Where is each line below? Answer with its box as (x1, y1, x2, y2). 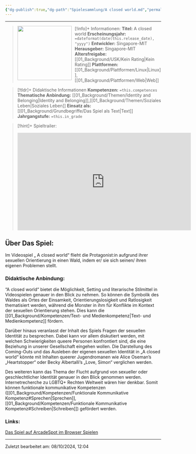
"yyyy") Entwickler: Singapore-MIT (74, 40, 147, 46)
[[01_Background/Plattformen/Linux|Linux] (74, 66, 161, 72)
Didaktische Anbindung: (5, 275, 65, 282)
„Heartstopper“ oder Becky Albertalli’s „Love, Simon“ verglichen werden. (5, 359, 153, 365)
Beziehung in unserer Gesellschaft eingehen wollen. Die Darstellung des (5, 343, 152, 349)
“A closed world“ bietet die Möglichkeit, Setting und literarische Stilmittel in (5, 286, 157, 292)
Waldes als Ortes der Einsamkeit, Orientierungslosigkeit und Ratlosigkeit (5, 297, 152, 303)
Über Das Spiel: (5, 239, 54, 248)
